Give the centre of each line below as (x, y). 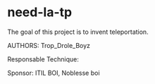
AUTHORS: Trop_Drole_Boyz (49, 45)
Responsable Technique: (43, 59)
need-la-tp (40, 12)
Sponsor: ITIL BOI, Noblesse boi (54, 73)
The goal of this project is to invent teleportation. (78, 32)
